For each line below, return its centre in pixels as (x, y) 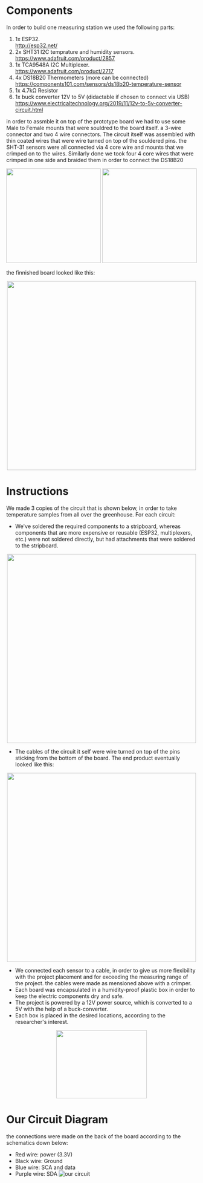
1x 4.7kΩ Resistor (37, 90)
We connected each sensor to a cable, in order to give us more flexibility (105, 970)
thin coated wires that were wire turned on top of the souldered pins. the (97, 140)
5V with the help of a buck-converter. (62, 1009)
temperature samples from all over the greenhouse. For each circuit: (91, 514)
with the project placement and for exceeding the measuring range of (101, 977)
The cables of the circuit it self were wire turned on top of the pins (97, 751)
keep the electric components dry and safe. (69, 996)
